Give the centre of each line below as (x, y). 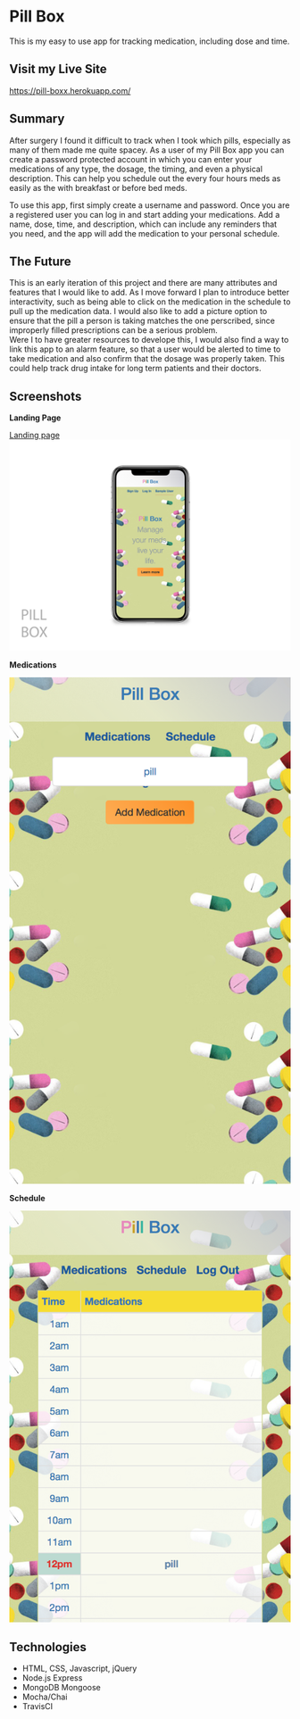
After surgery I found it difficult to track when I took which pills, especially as (150, 140)
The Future (40, 261)
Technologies (48, 1647)
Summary (37, 119)
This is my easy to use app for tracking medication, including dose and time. (150, 41)
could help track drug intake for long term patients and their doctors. (135, 369)
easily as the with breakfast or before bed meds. (98, 187)
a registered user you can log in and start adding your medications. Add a (145, 214)
